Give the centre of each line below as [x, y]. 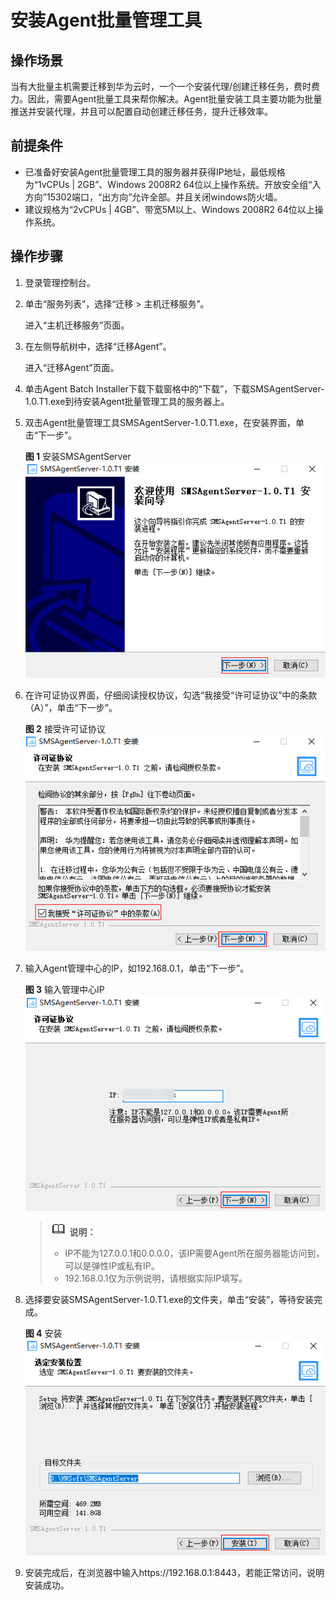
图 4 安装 [43, 1333]
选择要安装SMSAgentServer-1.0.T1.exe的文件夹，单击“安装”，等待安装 [169, 1300]
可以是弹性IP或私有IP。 [112, 1266]
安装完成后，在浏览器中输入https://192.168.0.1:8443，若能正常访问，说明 [174, 1573]
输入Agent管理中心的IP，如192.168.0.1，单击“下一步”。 [137, 968]
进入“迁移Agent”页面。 [72, 367]
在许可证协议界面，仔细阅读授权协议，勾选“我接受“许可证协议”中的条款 [171, 695]
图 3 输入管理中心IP [64, 989]
